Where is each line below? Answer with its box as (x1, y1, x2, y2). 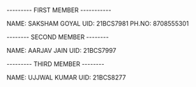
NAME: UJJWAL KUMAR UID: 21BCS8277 (6, 73, 126, 81)
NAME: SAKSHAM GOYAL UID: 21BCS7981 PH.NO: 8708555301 (6, 19, 189, 27)
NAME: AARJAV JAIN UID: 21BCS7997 (6, 47, 116, 54)
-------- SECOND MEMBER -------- (6, 33, 110, 41)
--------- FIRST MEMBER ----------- (6, 6, 112, 14)
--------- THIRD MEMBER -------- (6, 60, 105, 68)
